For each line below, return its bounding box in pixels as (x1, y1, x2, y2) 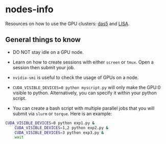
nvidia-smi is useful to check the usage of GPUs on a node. (12, 74, 139, 80)
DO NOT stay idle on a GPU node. (12, 49, 84, 55)
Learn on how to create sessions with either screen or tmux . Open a (12, 59, 154, 65)
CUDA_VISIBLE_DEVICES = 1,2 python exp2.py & (14, 125, 109, 130)
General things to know (5, 35, 81, 44)
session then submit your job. (12, 64, 75, 70)
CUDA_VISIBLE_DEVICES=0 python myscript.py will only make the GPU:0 (12, 84, 161, 90)
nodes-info (5, 4, 54, 15)
